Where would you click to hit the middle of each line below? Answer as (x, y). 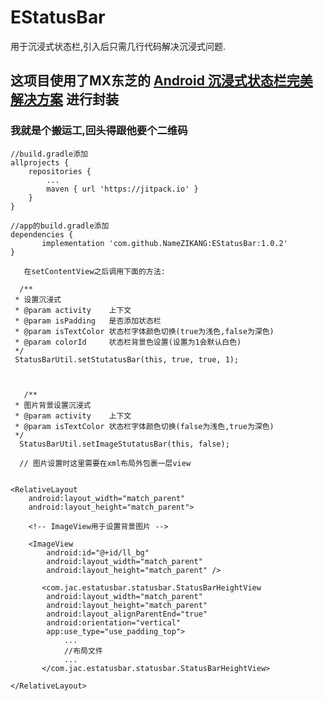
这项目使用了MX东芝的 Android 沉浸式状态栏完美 (161, 81)
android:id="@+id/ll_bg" (98, 552)
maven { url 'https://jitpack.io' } (122, 189)
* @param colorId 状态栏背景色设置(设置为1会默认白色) (128, 342)
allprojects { (40, 162)
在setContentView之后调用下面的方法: (94, 271)
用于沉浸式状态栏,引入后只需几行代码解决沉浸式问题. (118, 46)
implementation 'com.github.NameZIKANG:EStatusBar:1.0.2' (164, 243)
